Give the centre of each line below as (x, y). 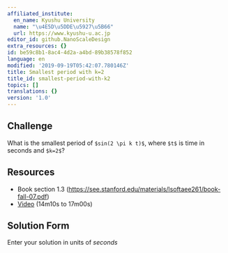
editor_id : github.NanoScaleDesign (59, 40)
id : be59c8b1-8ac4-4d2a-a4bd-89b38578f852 (70, 53)
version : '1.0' (29, 98)
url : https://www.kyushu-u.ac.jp (62, 33)
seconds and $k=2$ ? (36, 150)
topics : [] (23, 85)
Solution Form (38, 226)
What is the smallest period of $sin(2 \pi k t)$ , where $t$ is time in (106, 143)
